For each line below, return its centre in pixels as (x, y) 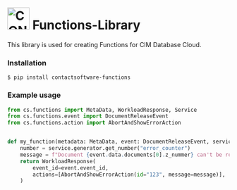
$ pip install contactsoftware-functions (69, 77)
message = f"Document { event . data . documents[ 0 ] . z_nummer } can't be (121, 155)
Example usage (34, 95)
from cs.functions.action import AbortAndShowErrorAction (94, 123)
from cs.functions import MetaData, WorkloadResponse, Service (102, 110)
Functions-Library (86, 25)
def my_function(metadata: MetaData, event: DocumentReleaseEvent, (109, 142)
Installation (27, 63)
